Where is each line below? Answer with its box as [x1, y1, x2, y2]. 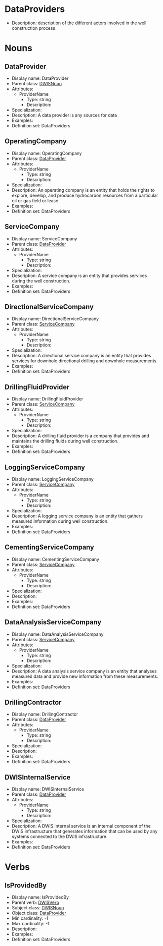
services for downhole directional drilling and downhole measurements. [11, 358, 158, 364]
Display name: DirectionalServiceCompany [11, 316, 99, 322]
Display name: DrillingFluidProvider [11, 396, 83, 402]
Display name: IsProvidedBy [11, 894, 69, 900]
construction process [11, 25, 55, 31]
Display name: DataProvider [11, 75, 69, 81]
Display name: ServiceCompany [11, 235, 78, 241]
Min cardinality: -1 [11, 915, 48, 921]
